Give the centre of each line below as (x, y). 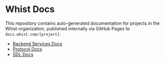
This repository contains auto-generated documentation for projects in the (82, 23)
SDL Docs (23, 54)
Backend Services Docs (37, 43)
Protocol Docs (27, 49)
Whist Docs (30, 9)
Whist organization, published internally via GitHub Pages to (68, 28)
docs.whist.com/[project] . (33, 34)
